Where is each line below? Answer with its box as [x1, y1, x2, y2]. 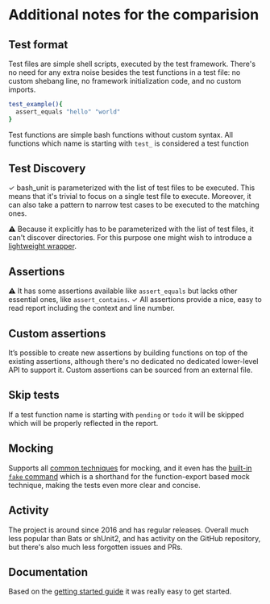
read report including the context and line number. [8, 304, 176, 313]
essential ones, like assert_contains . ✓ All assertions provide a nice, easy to [8, 295, 262, 304]
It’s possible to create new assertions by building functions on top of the [8, 348, 248, 358]
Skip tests [8, 388, 60, 402]
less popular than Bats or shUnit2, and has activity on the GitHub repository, [8, 533, 261, 543]
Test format [8, 38, 69, 52]
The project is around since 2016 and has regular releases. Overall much [8, 525, 249, 535]
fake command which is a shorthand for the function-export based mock [8, 471, 250, 481]
